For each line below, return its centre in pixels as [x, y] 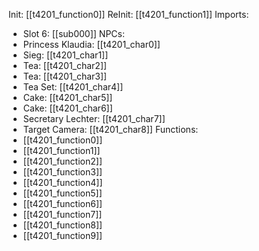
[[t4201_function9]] [62, 235]
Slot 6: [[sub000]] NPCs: [73, 33]
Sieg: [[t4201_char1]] [65, 55]
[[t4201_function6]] [62, 203]
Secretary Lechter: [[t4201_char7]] [94, 118]
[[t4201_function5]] [62, 193]
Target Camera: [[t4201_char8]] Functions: [110, 129]
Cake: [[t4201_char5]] [67, 97]
